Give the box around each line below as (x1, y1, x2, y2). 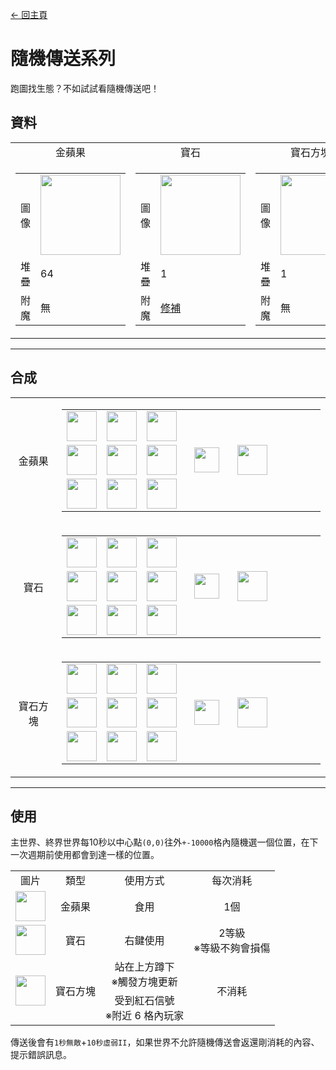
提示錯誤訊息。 (10, 1049, 72, 1061)
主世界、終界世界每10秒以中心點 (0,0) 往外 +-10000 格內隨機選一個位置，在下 (10, 836, 319, 848)
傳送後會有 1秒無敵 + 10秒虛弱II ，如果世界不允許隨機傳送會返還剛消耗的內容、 (10, 1036, 320, 1048)
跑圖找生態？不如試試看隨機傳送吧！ (10, 82, 160, 94)
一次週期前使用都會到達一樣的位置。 (10, 849, 160, 861)
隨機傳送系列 (10, 48, 117, 70)
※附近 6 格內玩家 (105, 1009, 185, 1023)
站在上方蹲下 (114, 960, 175, 974)
